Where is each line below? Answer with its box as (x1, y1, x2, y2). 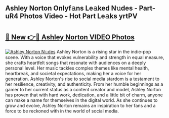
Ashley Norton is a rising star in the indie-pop (56, 49, 151, 54)
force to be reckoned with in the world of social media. (5, 108, 119, 114)
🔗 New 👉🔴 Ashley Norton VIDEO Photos (5, 33, 135, 41)
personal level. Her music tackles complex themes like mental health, (5, 65, 149, 71)
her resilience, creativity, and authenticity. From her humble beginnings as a (5, 81, 163, 87)
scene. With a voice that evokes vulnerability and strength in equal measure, (5, 54, 164, 60)
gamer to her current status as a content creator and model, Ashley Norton (5, 87, 161, 92)
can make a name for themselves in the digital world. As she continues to (5, 97, 158, 103)
